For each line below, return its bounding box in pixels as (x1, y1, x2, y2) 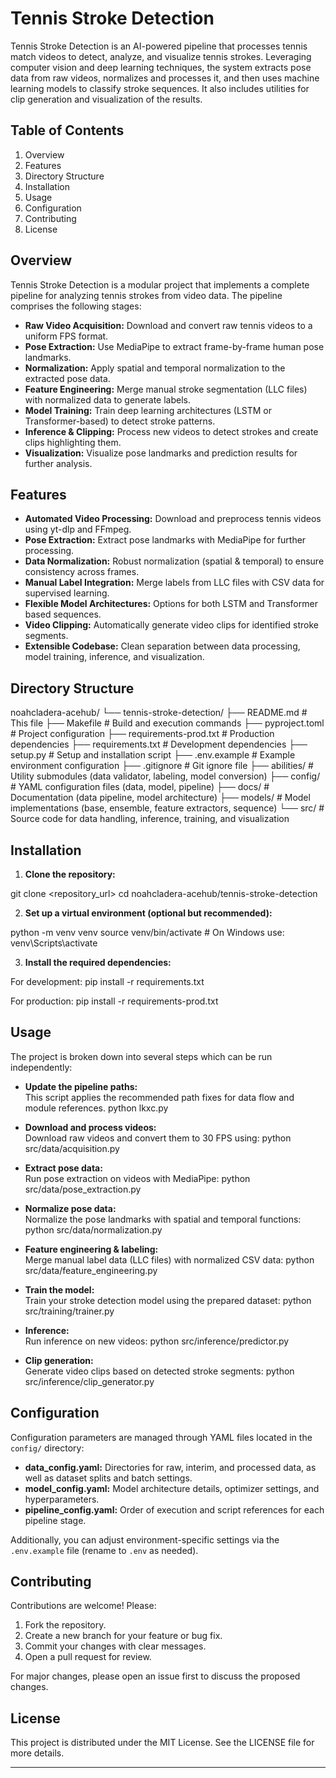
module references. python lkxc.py (24, 1102, 169, 1114)
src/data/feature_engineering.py (24, 1264, 158, 1276)
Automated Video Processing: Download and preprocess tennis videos (24, 513, 322, 525)
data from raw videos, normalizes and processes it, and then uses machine (10, 72, 320, 84)
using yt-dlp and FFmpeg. (24, 523, 132, 536)
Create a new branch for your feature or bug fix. (24, 1630, 223, 1642)
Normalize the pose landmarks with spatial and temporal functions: (24, 1213, 302, 1225)
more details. (10, 1747, 65, 1759)
